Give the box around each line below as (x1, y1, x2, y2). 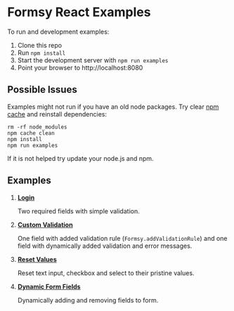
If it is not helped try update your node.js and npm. (7, 154, 154, 162)
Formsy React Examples (7, 4, 151, 20)
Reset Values (17, 255, 58, 263)
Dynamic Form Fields (17, 282, 81, 291)
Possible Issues (7, 84, 77, 95)
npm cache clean (7, 129, 55, 137)
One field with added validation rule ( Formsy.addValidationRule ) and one (17, 234, 228, 242)
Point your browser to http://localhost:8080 (17, 63, 143, 72)
